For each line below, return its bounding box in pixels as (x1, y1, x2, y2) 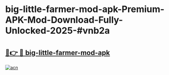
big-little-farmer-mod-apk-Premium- (5, 4, 164, 15)
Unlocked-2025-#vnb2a (5, 25, 110, 36)
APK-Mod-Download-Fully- (5, 14, 123, 26)
